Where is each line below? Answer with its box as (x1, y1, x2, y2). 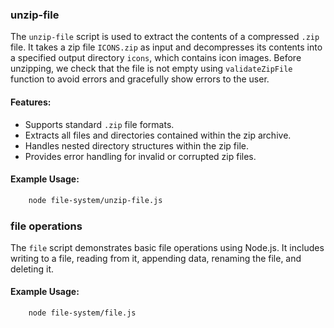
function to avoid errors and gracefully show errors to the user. (10, 73, 270, 85)
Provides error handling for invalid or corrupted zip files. (24, 150, 257, 162)
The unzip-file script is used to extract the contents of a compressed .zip (10, 31, 320, 43)
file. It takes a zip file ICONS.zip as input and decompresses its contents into (10, 41, 323, 53)
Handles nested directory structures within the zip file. (24, 139, 249, 152)
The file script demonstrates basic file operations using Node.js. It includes (10, 241, 325, 253)
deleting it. (10, 263, 55, 275)
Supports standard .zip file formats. (24, 118, 175, 130)
